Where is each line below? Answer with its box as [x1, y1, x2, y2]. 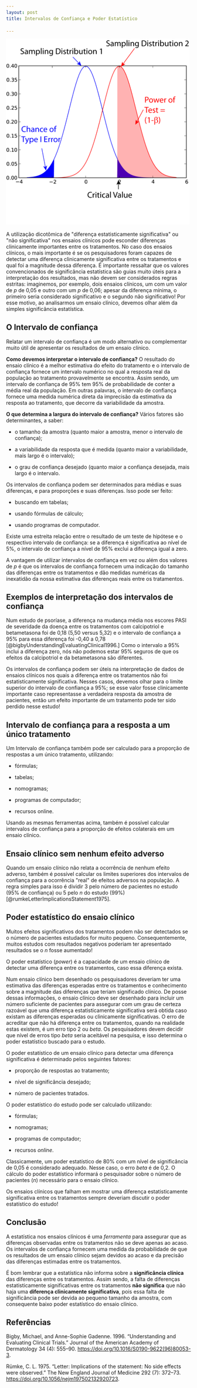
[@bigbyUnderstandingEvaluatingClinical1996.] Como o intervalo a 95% [6, 642, 180, 649]
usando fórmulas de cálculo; [14, 510, 84, 517]
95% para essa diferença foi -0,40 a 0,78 [6, 635, 106, 642]
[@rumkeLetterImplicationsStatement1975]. [6, 895, 111, 903]
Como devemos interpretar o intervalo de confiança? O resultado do [6, 356, 175, 363]
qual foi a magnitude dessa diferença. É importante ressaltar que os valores [6, 262, 189, 269]
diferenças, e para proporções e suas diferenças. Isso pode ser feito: [6, 487, 173, 494]
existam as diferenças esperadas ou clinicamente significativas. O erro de [6, 1013, 185, 1020]
